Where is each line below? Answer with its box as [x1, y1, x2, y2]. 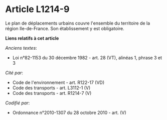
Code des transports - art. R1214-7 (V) [12, 90, 92, 96]
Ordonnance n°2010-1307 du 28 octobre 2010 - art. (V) [12, 109, 126, 115]
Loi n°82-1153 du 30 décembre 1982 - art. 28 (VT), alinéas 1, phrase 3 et [12, 54, 162, 61]
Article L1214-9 [5, 4, 70, 15]
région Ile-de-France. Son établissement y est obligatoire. [5, 25, 124, 31]
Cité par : [5, 69, 24, 76]
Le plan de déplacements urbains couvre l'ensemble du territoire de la [5, 20, 150, 26]
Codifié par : [5, 99, 30, 106]
